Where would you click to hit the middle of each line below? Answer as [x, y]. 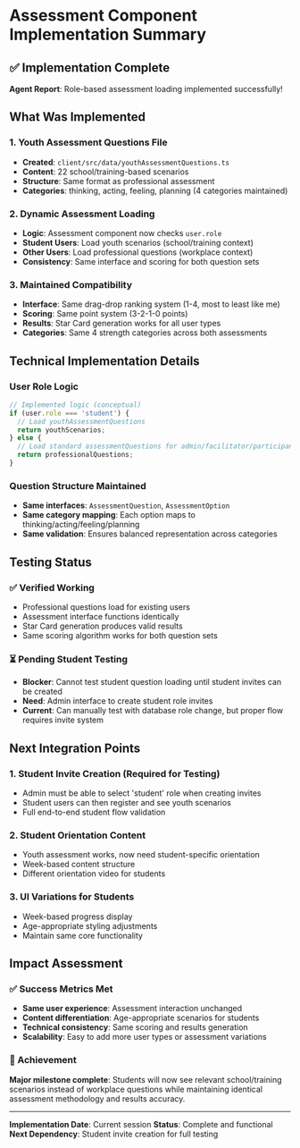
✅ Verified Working [52, 587]
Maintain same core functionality [82, 935]
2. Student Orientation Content [77, 835]
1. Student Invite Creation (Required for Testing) [115, 773]
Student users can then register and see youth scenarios [127, 802]
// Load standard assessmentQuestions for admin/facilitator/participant [157, 447]
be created [42, 692]
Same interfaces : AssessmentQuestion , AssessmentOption [126, 505]
